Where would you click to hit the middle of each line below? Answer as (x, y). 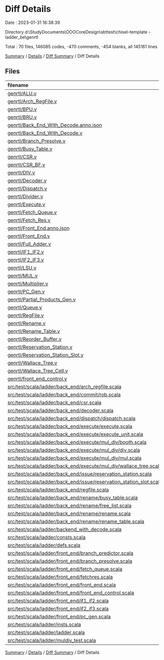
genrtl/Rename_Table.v (34, 331)
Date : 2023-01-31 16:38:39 (32, 22)
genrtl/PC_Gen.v (26, 291)
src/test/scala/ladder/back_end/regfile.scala (58, 490)
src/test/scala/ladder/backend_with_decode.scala (65, 529)
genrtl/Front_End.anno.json (39, 228)
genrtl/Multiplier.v (28, 283)
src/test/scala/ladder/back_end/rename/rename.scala (69, 513)
